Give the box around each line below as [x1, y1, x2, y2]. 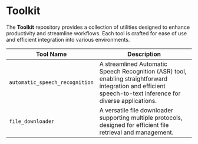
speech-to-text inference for [99, 89, 181, 98]
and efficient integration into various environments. [6, 36, 130, 43]
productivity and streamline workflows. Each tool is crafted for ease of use [6, 29, 187, 36]
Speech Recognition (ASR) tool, [99, 67, 187, 75]
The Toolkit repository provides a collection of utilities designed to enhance [6, 24, 190, 31]
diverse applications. [99, 96, 157, 105]
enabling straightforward [99, 75, 168, 83]
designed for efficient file [99, 120, 169, 129]
